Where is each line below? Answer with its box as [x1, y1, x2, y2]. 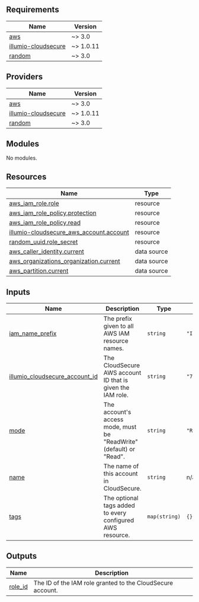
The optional [103, 494, 139, 502]
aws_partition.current [9, 267, 69, 275]
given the [103, 384, 130, 392]
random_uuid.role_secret [9, 238, 78, 246]
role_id [9, 582, 28, 591]
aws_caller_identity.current [9, 247, 85, 256]
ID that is [103, 376, 129, 384]
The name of [103, 462, 139, 470]
